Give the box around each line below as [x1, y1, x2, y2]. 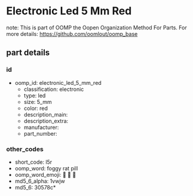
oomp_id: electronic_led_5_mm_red [14, 79, 102, 86]
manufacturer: [23, 124, 59, 131]
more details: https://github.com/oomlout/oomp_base [6, 30, 138, 37]
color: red [23, 105, 48, 112]
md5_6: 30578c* [14, 183, 56, 191]
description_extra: [23, 117, 69, 124]
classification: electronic [23, 85, 84, 93]
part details [6, 48, 50, 58]
